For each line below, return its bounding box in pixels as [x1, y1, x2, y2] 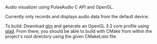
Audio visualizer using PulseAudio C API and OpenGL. [5, 4, 114, 10]
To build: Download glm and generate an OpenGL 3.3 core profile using [5, 23, 149, 29]
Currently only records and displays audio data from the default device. [5, 14, 150, 19]
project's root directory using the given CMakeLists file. [5, 34, 117, 39]
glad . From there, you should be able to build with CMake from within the [5, 28, 153, 34]
